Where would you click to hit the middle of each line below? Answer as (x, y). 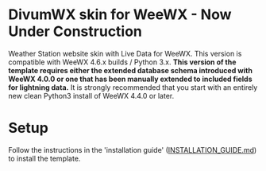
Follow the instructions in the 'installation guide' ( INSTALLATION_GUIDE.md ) (133, 150)
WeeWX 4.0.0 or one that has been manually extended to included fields (130, 79)
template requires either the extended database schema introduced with (130, 70)
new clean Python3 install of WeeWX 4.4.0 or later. (91, 95)
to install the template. (44, 158)
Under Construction (75, 31)
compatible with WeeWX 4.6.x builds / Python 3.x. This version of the (122, 62)
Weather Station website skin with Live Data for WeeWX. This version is (125, 53)
